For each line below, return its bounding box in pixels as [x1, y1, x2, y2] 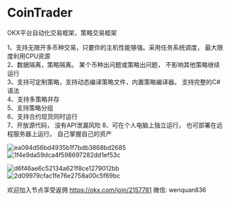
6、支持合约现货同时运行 [7, 112, 78, 120]
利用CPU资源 [12, 52, 50, 60]
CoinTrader [7, 5, 73, 21]
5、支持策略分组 [7, 104, 54, 112]
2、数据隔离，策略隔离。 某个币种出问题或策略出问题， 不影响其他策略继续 [7, 60, 220, 68]
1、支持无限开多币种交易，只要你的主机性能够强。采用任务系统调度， [7, 43, 204, 51]
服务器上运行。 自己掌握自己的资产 [12, 129, 112, 137]
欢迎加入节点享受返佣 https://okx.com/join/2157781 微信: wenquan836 [7, 185, 207, 194]
